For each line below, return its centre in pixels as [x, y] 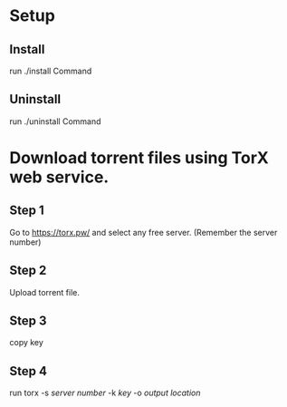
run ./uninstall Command [55, 121]
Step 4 [29, 371]
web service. [59, 177]
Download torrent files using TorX [139, 158]
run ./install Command [51, 71]
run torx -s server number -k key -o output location [105, 393]
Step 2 [28, 271]
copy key [26, 343]
